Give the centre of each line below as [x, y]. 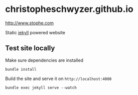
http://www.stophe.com [29, 23]
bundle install [21, 69]
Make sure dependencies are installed [44, 60]
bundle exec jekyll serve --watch [41, 88]
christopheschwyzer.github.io [69, 9]
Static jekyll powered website [35, 32]
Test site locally [30, 48]
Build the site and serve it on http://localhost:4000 [59, 79]
